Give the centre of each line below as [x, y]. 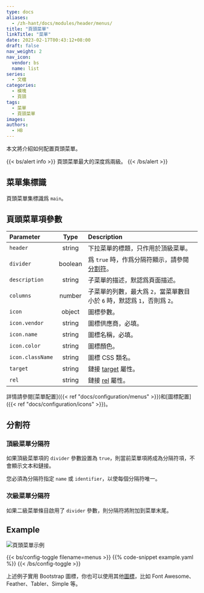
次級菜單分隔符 [28, 496]
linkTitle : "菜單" [29, 35]
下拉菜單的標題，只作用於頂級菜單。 [140, 248]
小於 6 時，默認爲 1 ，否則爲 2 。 [132, 300]
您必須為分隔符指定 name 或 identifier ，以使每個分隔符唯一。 [83, 479]
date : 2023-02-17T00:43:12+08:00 [49, 40]
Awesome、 [179, 576]
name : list [25, 68]
